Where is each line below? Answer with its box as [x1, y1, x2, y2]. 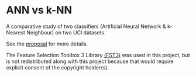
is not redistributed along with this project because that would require [6, 58, 174, 65]
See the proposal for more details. [6, 40, 88, 47]
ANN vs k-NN [6, 3, 72, 17]
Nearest [6, 29, 25, 36]
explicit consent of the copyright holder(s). [6, 64, 109, 71]
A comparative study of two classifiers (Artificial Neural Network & [6, 23, 166, 30]
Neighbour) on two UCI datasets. [26, 29, 106, 36]
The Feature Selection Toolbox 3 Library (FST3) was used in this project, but [6, 51, 190, 58]
